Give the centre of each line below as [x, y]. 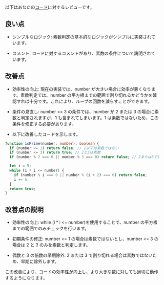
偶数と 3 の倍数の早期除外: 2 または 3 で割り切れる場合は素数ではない [82, 255]
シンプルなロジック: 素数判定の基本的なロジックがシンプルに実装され [82, 37]
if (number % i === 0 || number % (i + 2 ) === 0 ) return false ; [81, 175]
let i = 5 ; [20, 166]
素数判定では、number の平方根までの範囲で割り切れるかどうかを [86, 95]
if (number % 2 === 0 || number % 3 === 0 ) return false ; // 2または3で [83, 157]
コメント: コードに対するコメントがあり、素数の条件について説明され [82, 53]
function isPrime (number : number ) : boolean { [52, 143]
